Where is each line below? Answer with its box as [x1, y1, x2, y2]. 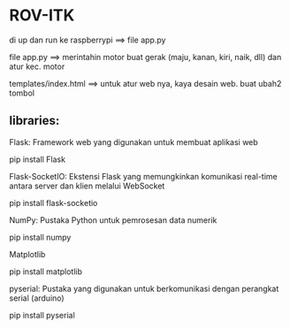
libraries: [9, 113, 60, 128]
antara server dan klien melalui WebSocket [9, 180, 165, 191]
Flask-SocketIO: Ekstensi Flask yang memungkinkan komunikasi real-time [9, 171, 278, 181]
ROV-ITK [9, 5, 75, 26]
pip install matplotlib [9, 266, 82, 277]
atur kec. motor [9, 61, 65, 72]
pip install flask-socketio [9, 197, 98, 208]
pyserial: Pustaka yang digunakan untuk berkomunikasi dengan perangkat [9, 283, 279, 294]
